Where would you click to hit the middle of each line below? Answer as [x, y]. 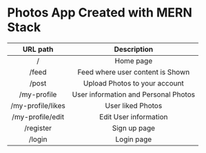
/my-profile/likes [38, 105]
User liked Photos [134, 105]
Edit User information [134, 116]
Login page [134, 139]
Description [134, 49]
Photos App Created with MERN [100, 13]
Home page [134, 61]
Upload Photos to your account [133, 83]
